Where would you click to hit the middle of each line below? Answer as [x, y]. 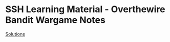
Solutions [15, 34]
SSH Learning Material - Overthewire [85, 9]
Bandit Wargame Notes [56, 20]
